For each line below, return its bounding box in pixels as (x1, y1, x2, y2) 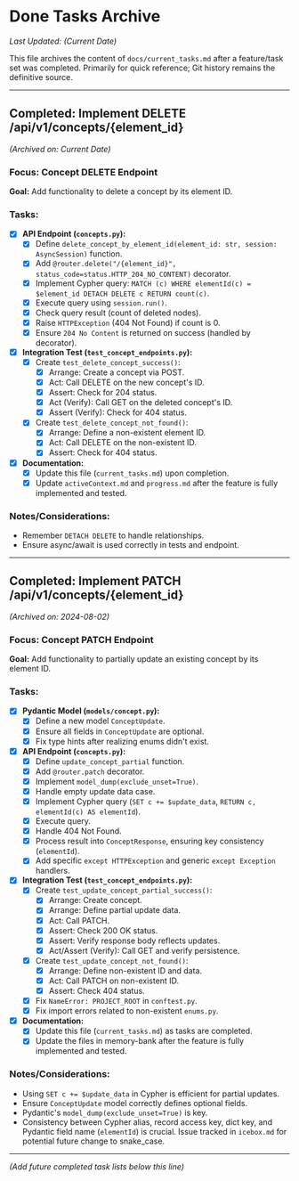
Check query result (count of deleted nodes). (35, 307, 202, 318)
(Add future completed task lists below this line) (9, 1161, 185, 1172)
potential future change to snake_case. (21, 1136, 166, 1146)
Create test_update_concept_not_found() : (35, 955, 189, 965)
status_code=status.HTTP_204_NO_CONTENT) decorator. (35, 268, 231, 279)
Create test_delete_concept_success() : (35, 356, 181, 367)
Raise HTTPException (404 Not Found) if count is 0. (35, 317, 221, 328)
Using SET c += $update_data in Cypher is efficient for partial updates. (21, 1088, 280, 1099)
